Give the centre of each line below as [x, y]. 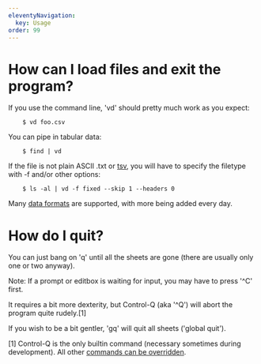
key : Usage [33, 23]
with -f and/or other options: [55, 174]
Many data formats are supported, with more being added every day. [121, 204]
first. [16, 290]
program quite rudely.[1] [47, 313]
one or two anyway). [42, 266]
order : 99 [25, 30]
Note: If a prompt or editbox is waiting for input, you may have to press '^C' [130, 281]
